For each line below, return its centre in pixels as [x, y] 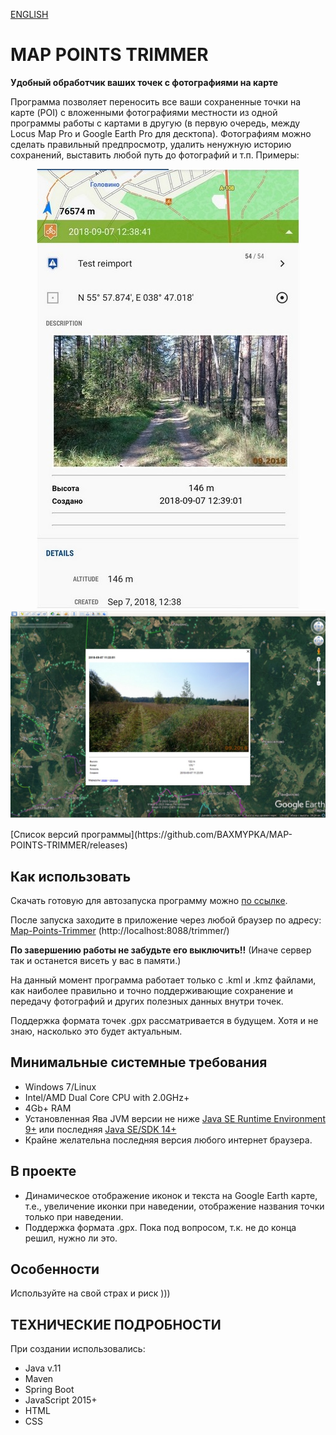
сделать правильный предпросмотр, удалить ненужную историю [151, 144]
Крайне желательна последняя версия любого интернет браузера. [168, 1140]
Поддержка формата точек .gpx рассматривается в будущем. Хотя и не [164, 1020]
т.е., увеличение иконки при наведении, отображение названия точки [174, 1206]
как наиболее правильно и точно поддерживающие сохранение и [152, 990]
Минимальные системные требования [139, 1062]
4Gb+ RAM [48, 1108]
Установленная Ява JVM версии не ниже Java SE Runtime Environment [175, 1118]
